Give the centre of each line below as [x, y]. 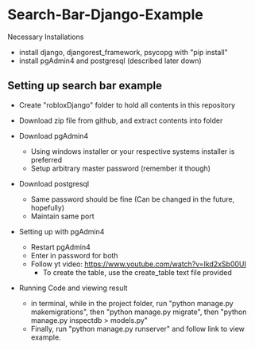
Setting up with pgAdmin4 [62, 231]
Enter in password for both [74, 255]
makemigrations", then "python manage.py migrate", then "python [139, 312]
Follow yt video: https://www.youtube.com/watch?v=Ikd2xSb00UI [139, 264]
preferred [46, 159]
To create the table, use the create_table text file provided [137, 272]
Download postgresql [54, 183]
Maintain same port [62, 216]
